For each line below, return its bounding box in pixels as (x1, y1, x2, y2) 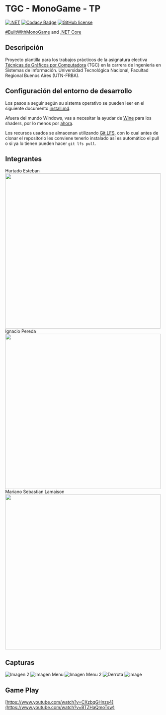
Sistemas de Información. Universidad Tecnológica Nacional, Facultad (5, 67, 149, 73)
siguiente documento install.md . (5, 105, 71, 111)
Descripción (5, 43, 44, 52)
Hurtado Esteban (5, 168, 40, 174)
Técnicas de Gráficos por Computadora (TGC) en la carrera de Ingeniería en (5, 62, 162, 68)
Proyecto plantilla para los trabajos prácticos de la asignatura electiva (5, 57, 148, 63)
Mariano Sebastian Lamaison (5, 489, 65, 495)
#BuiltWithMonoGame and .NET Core (5, 29, 82, 35)
